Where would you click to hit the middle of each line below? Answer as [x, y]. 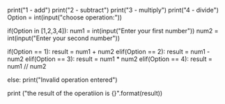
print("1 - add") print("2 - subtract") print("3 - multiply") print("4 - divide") [113, 10]
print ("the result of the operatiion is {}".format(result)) [85, 93]
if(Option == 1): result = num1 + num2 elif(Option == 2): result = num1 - [109, 52]
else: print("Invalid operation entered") [62, 80]
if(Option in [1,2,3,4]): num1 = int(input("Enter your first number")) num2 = [113, 31]
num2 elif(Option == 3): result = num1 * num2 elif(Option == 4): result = [110, 59]
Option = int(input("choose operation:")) [65, 17]
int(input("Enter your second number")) [64, 38]
